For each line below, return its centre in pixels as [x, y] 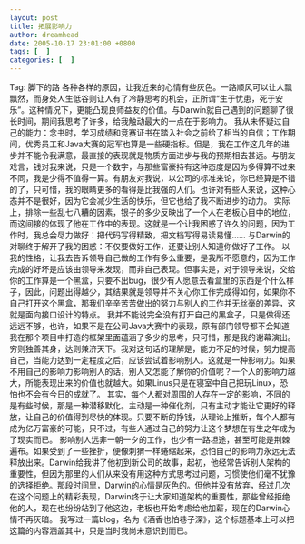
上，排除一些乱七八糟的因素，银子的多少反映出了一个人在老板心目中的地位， [152, 212]
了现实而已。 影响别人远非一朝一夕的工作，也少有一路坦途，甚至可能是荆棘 [150, 439]
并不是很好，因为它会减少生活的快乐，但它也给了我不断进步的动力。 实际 [153, 201]
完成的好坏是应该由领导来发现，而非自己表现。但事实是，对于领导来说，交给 [152, 269]
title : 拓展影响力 [41, 26]
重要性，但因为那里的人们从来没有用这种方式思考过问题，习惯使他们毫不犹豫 [152, 473]
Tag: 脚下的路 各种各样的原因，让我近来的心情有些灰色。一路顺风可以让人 [147, 87]
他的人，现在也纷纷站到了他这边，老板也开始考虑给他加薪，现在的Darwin [146, 508]
